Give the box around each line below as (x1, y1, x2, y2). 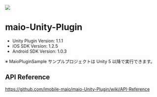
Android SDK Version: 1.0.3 (12, 48, 67, 54)
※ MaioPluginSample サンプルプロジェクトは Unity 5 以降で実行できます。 (5, 58, 155, 64)
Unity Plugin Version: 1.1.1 (12, 37, 63, 44)
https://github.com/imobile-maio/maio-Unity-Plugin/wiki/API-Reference (5, 86, 150, 92)
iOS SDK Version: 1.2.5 (12, 43, 58, 49)
